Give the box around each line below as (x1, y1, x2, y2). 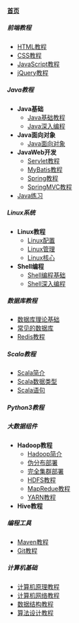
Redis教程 (16, 333, 46, 341)
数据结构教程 (16, 599, 54, 608)
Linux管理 (27, 244, 56, 253)
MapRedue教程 (27, 484, 71, 492)
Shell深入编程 (27, 279, 66, 288)
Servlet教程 (27, 156, 60, 165)
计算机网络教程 (16, 591, 60, 599)
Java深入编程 (27, 122, 65, 130)
